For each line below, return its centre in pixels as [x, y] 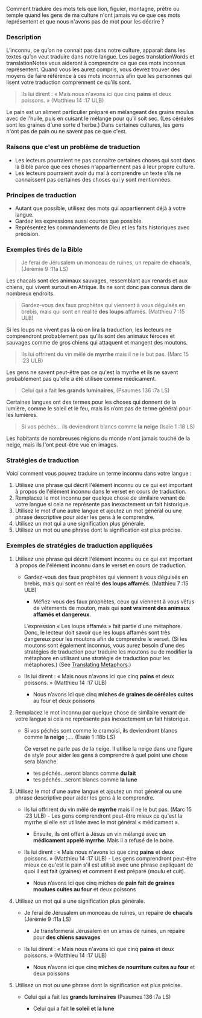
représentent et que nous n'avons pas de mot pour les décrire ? [85, 21]
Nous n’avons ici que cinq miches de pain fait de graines [104, 883]
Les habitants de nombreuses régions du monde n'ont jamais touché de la [98, 438]
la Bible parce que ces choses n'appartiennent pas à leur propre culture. [105, 167]
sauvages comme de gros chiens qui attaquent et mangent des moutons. [97, 343]
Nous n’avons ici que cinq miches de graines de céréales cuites [113, 694]
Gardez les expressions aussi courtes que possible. [79, 221]
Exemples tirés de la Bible [45, 249]
